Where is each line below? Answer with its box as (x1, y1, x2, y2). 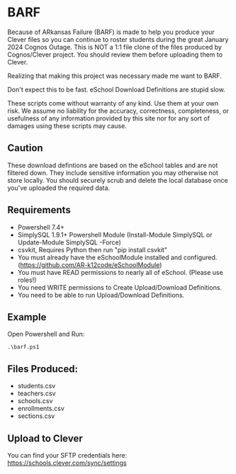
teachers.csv (17, 389, 56, 397)
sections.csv (17, 412, 55, 420)
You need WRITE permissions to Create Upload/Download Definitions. (17, 283, 222, 291)
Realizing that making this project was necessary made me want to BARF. (7, 72, 222, 80)
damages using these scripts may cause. (7, 121, 128, 130)
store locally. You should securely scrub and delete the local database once (7, 176, 228, 184)
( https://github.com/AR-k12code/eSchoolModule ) (17, 260, 162, 269)
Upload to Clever (7, 432, 83, 444)
